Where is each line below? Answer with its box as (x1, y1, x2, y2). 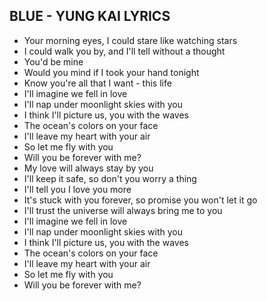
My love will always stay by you (23, 162, 154, 174)
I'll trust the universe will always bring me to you (23, 204, 223, 216)
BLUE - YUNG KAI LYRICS (9, 8, 171, 25)
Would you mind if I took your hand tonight (23, 66, 200, 78)
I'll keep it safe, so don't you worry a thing (23, 172, 197, 184)
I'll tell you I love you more (23, 183, 132, 195)
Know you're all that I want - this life (23, 77, 172, 89)
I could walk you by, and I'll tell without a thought (23, 45, 226, 57)
